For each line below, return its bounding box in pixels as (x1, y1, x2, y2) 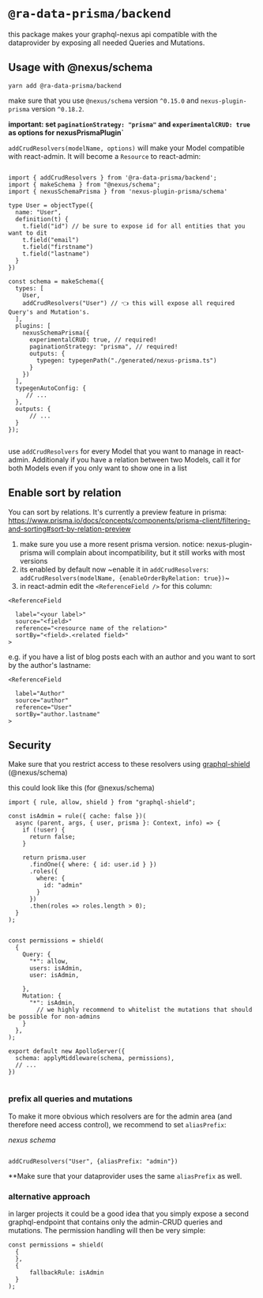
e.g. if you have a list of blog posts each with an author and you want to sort (8, 651, 256, 662)
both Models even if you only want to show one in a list (8, 463, 187, 473)
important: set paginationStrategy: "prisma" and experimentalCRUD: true (8, 119, 251, 129)
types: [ (15, 284, 44, 292)
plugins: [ (15, 322, 51, 330)
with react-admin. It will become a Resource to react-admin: (8, 151, 201, 160)
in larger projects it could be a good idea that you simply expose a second (8, 1209, 249, 1218)
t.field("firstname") (22, 243, 93, 251)
